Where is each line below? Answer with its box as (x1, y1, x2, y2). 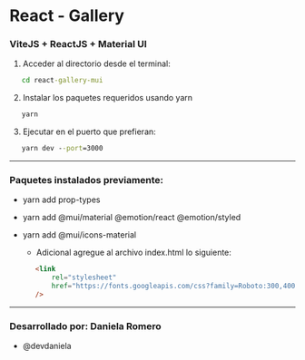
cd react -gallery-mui (21, 76, 103, 85)
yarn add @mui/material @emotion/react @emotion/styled (22, 212, 241, 223)
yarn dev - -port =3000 (21, 144, 103, 153)
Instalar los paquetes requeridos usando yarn (22, 92, 193, 103)
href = (51, 282, 73, 291)
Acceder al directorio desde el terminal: (22, 58, 171, 69)
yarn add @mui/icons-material (22, 229, 137, 240)
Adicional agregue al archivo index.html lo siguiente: (35, 247, 231, 258)
